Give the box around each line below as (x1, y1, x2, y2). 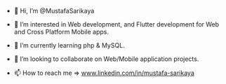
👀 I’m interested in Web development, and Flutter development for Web (13, 20, 220, 28)
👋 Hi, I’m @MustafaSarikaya (13, 7, 95, 15)
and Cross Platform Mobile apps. (13, 28, 109, 36)
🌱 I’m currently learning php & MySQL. (13, 41, 125, 49)
